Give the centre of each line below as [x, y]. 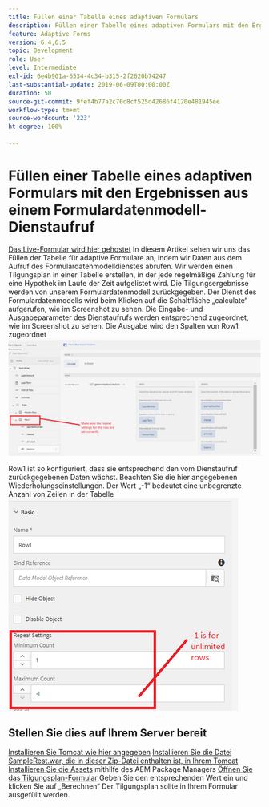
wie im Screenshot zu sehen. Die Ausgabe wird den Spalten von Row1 [123, 325]
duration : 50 [30, 93]
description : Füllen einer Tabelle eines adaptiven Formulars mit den [128, 25]
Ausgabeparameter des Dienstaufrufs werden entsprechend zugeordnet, [128, 317]
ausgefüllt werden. [39, 795]
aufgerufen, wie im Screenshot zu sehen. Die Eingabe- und [106, 309]
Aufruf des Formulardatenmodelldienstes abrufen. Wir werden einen [121, 266]
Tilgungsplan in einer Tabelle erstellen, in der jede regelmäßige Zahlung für [132, 274]
